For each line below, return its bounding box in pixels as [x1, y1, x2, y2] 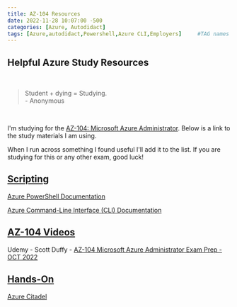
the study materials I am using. [7, 132, 97, 140]
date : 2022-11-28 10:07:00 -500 [7, 17, 103, 24]
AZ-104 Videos [7, 226, 76, 238]
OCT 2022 [7, 252, 38, 261]
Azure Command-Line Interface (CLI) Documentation [7, 206, 162, 214]
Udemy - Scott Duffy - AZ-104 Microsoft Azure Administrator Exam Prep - [7, 245, 223, 254]
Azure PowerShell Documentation [7, 192, 106, 201]
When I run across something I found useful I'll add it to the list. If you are [7, 145, 221, 154]
